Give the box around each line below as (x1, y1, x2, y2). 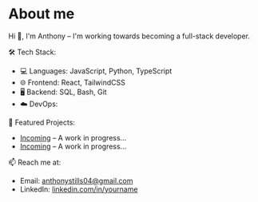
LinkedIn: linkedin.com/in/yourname (19, 184, 138, 194)
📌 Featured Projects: (8, 117, 76, 127)
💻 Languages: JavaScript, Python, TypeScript (19, 65, 173, 76)
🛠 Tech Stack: (8, 47, 57, 57)
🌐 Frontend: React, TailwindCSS (19, 77, 125, 87)
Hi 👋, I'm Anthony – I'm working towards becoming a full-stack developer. (8, 31, 250, 41)
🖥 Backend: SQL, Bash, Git (19, 87, 107, 97)
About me (8, 5, 75, 23)
